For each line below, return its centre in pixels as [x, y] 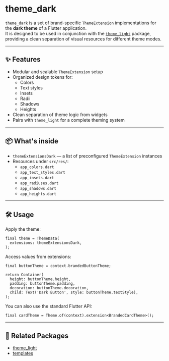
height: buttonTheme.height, [40, 279]
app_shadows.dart [38, 188]
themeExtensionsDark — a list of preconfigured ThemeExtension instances [87, 156]
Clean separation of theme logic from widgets [60, 115]
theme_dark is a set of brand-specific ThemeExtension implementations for [81, 23]
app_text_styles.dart [43, 172]
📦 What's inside [32, 141]
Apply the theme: [23, 229]
